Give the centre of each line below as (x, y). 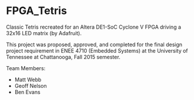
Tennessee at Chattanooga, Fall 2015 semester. (63, 57)
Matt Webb (28, 80)
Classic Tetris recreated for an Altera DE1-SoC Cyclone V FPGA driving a (94, 27)
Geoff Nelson (30, 85)
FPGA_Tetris (37, 11)
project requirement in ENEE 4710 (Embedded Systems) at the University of (97, 50)
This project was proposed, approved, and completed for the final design (94, 44)
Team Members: (26, 68)
